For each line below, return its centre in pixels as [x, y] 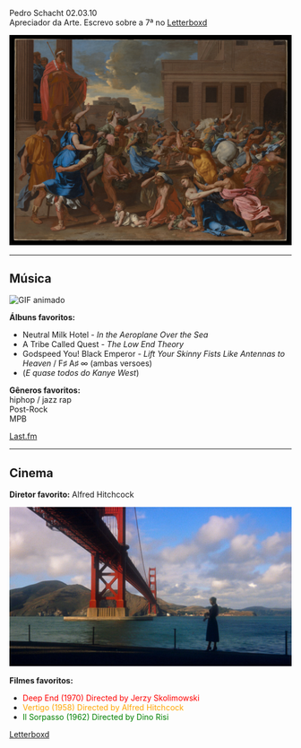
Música [30, 278]
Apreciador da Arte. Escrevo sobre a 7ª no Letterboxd [108, 22]
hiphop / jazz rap [40, 400]
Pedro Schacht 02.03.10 [53, 13]
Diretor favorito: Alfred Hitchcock [72, 495]
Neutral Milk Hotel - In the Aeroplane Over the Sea [115, 335]
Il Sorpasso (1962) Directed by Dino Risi [95, 717]
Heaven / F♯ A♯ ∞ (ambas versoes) [87, 363]
